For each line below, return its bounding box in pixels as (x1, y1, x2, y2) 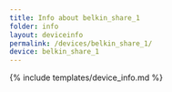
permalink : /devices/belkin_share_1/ (9, 38, 153, 48)
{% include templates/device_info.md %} (9, 72, 164, 83)
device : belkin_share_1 (9, 47, 100, 56)
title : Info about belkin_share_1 (9, 13, 141, 23)
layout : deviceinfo (9, 30, 84, 39)
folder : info (9, 22, 59, 31)
